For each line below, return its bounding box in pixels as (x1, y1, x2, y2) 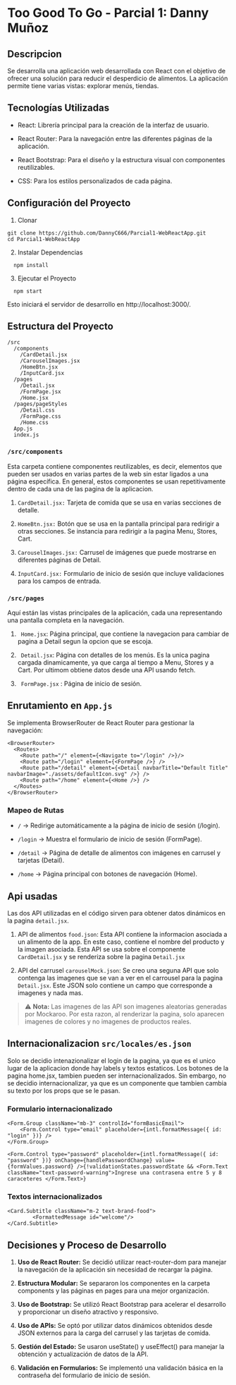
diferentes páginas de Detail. (17, 555, 101, 564)
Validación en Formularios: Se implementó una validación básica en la (17, 1364, 223, 1372)
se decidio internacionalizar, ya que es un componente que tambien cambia (7, 1078, 227, 1087)
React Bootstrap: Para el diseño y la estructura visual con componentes (17, 155, 225, 164)
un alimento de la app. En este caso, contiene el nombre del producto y (17, 937, 225, 946)
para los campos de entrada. (17, 577, 101, 585)
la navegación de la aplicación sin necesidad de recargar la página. (17, 1265, 213, 1274)
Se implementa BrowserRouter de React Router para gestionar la (7, 718, 195, 727)
